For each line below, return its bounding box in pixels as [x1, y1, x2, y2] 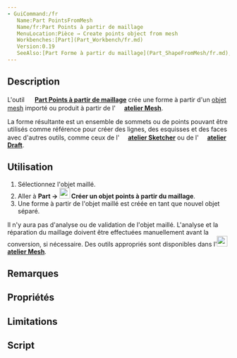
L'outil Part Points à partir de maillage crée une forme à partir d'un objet [7, 95, 227, 104]
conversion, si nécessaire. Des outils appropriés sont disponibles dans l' [7, 240, 217, 248]
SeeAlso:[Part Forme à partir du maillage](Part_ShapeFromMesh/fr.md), [16, 50, 232, 57]
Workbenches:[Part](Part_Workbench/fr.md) [16, 37, 143, 44]
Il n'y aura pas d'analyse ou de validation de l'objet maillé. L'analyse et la [7, 220, 219, 229]
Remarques [7, 267, 59, 279]
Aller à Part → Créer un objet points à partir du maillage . [17, 192, 196, 200]
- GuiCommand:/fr [7, 10, 59, 18]
